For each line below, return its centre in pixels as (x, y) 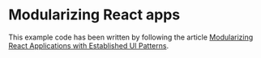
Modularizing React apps (94, 15)
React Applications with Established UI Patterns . (88, 45)
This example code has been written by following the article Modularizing (131, 37)
